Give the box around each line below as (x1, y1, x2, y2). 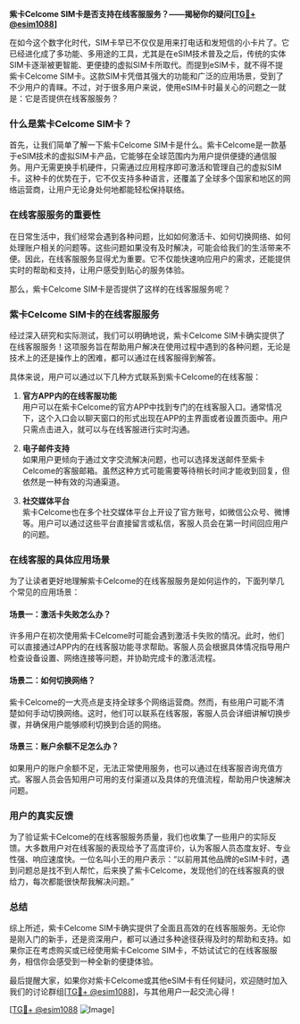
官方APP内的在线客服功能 (21, 390, 118, 401)
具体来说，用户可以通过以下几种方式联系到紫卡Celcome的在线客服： (9, 371, 262, 382)
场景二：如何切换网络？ (9, 674, 96, 685)
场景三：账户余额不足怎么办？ (9, 741, 119, 752)
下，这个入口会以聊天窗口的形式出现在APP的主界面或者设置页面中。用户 (21, 412, 288, 423)
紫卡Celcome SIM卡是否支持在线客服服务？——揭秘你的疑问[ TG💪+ (9, 9, 256, 19)
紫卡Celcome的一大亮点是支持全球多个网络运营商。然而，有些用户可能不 (9, 697, 277, 707)
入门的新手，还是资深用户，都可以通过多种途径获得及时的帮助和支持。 (24, 934, 283, 944)
